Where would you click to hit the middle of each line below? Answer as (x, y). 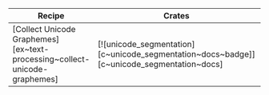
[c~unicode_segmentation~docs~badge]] (177, 54)
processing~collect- (51, 59)
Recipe (51, 16)
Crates (177, 16)
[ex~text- (31, 49)
